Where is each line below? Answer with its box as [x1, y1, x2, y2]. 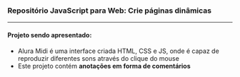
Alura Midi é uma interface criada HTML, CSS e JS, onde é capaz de [17, 47, 219, 55]
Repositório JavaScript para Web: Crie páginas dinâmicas [7, 6, 212, 16]
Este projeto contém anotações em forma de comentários [17, 61, 191, 70]
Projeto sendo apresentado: [7, 30, 92, 39]
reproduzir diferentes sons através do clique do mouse [17, 54, 180, 62]
